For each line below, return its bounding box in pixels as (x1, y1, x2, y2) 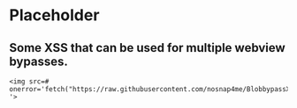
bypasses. (9, 54, 68, 68)
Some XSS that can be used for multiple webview (9, 40, 286, 55)
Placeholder (9, 5, 100, 25)
